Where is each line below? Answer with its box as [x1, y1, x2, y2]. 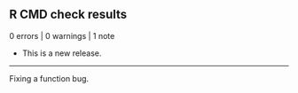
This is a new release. [21, 48, 102, 58]
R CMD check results [9, 7, 128, 22]
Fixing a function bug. [9, 73, 90, 83]
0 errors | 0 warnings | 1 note [9, 30, 115, 41]
